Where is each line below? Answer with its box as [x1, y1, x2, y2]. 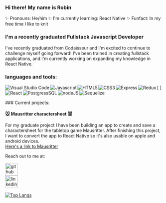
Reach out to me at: [5, 153, 45, 159]
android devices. [5, 138, 40, 144]
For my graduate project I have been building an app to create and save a [5, 122, 156, 128]
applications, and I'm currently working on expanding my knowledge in [5, 55, 151, 61]
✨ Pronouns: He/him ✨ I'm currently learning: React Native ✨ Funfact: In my [5, 15, 161, 21]
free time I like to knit [5, 21, 48, 27]
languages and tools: [5, 73, 57, 80]
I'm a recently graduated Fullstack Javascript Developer [5, 33, 144, 40]
